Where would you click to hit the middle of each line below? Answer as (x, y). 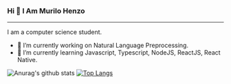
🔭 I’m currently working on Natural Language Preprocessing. (103, 45)
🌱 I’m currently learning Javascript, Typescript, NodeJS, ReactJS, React (119, 53)
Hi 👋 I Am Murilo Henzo (46, 11)
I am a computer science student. (55, 32)
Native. (27, 60)
